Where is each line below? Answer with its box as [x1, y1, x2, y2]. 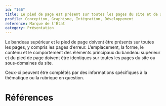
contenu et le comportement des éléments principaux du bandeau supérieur [5, 50, 161, 56]
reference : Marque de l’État [5, 21, 65, 26]
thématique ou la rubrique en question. [5, 75, 84, 81]
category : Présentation [5, 26, 54, 31]
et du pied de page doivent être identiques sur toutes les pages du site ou [5, 55, 156, 61]
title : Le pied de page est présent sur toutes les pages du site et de [5, 12, 158, 17]
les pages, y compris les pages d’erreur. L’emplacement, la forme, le [5, 44, 144, 50]
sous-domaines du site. [5, 60, 53, 66]
